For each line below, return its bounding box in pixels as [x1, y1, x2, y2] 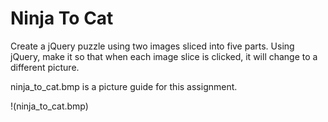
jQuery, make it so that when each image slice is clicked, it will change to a [10, 50, 318, 62]
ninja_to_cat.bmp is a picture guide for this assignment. [10, 80, 238, 92]
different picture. [10, 61, 80, 73]
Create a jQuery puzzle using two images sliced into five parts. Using [10, 40, 295, 52]
